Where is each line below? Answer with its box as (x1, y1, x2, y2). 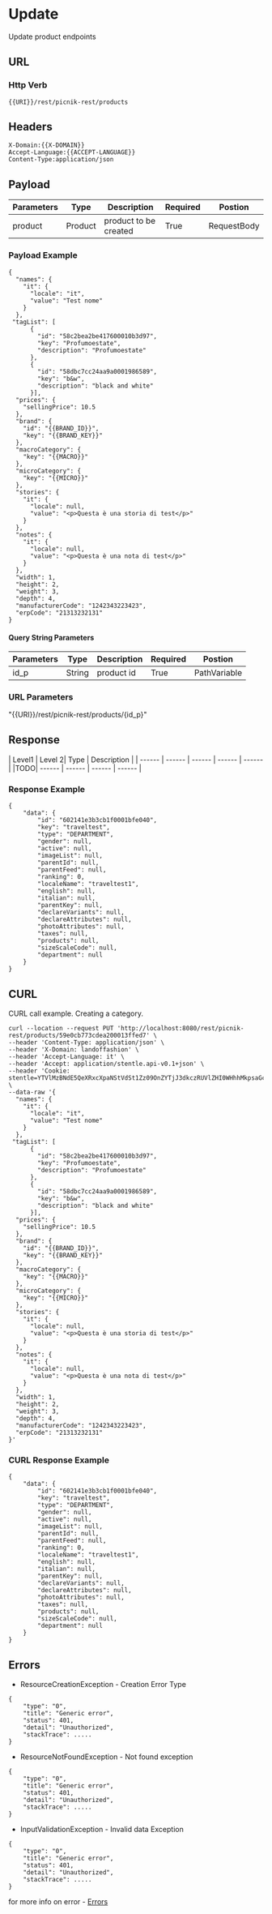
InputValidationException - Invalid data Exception (19, 1825, 184, 1835)
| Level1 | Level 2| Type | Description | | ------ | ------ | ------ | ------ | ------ (8, 755, 264, 764)
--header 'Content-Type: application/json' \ (8, 1038, 164, 1047)
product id (96, 666, 136, 678)
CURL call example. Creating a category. (8, 1008, 144, 1018)
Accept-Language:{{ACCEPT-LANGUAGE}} (8, 148, 136, 156)
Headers (8, 120, 53, 134)
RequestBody (208, 221, 260, 232)
